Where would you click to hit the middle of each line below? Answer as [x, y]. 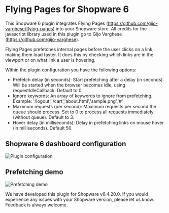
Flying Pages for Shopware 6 [67, 9]
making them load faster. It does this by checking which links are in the [79, 55]
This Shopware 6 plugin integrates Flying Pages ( [57, 23]
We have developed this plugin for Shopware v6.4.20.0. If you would [77, 194]
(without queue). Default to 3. [43, 117]
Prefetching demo [34, 172]
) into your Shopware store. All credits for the [100, 28]
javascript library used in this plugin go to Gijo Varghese [64, 34]
